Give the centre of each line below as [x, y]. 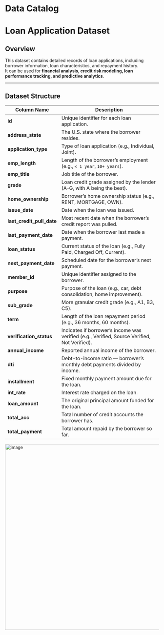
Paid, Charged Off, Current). [93, 252]
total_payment [25, 431]
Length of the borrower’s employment [104, 160]
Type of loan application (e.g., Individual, [108, 146]
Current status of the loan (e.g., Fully [103, 246]
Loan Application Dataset [57, 31]
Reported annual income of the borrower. [109, 350]
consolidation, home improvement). [102, 294]
